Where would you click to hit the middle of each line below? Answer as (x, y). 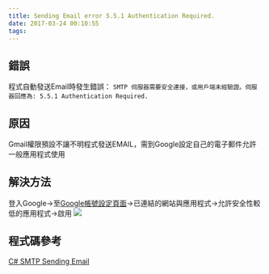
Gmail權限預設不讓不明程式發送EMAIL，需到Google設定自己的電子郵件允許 (132, 144)
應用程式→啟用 (47, 213)
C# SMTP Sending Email (49, 261)
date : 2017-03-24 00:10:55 (54, 23)
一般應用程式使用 (37, 154)
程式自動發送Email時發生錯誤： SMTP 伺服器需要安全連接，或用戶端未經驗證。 (127, 86)
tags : (17, 31)
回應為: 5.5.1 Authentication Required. (81, 97)
